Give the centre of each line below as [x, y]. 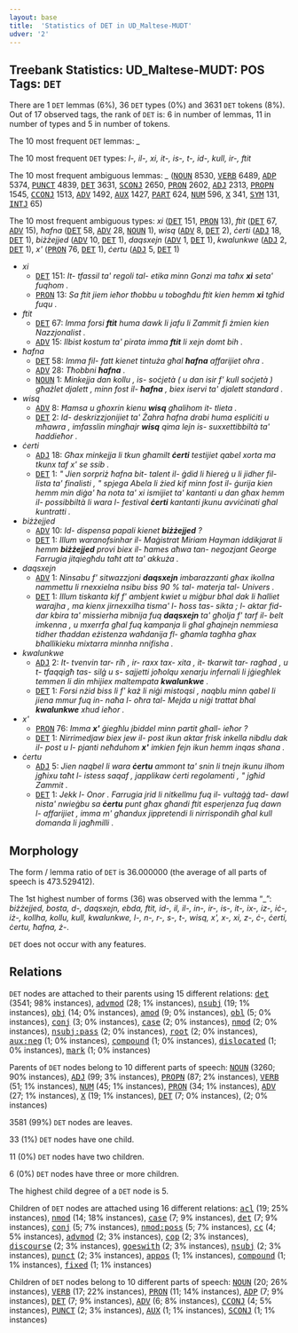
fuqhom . [52, 286]
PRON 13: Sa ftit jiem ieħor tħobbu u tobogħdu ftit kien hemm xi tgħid [160, 295]
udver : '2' [29, 34]
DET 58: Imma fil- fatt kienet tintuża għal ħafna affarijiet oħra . [149, 361]
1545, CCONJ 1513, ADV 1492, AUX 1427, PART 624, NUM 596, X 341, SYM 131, [145, 194]
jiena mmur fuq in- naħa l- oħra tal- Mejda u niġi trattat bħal [145, 700]
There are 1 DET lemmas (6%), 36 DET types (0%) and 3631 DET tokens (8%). [147, 105]
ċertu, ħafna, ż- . [39, 927]
